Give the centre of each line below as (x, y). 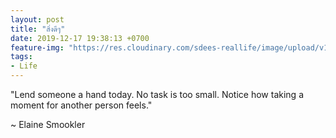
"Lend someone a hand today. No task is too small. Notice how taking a (157, 94)
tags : (21, 57)
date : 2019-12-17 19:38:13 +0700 (80, 38)
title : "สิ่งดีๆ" (38, 29)
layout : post (37, 19)
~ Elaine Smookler (48, 124)
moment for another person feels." (81, 105)
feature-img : (37, 47)
